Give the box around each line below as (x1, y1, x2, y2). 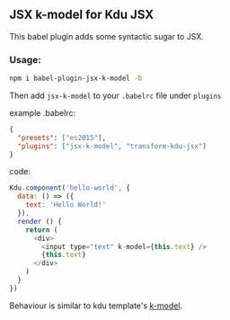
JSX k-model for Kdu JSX (9, 7, 155, 22)
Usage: (9, 53, 42, 66)
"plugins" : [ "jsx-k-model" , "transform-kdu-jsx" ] (17, 141, 207, 151)
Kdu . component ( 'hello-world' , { (9, 183, 130, 192)
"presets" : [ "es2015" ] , (17, 133, 106, 142)
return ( (25, 225, 58, 235)
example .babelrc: (9, 107, 76, 118)
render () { (17, 217, 63, 226)
